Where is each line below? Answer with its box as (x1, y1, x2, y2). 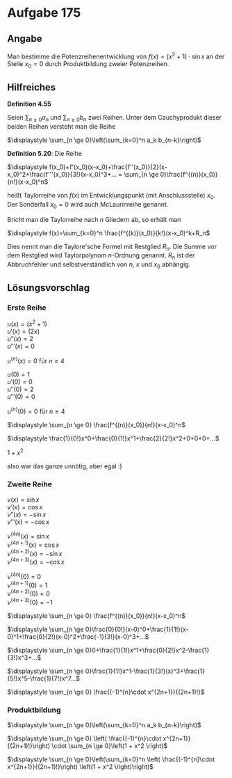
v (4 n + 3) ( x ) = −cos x (7, 557, 65, 566)
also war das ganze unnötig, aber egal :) (7, 462, 123, 470)
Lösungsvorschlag (7, 282, 90, 294)
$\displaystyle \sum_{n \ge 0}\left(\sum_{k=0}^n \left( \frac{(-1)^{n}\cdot (7, 755, 215, 763)
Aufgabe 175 (7, 5, 81, 21)
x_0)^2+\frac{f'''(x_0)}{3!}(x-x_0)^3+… (7, 170, 117, 179)
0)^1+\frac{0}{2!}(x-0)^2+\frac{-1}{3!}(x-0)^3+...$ (7, 632, 149, 641)
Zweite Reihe (7, 479, 52, 489)
